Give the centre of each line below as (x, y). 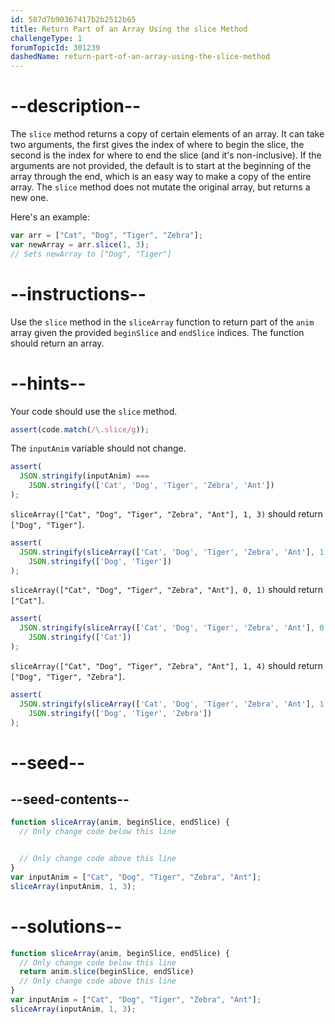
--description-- (76, 106)
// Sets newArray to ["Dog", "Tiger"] (91, 254)
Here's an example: (50, 217)
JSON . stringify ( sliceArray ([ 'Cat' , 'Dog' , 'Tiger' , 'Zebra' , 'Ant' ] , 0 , (174, 628)
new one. (29, 198)
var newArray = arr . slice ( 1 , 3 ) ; (80, 244)
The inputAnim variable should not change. (98, 448)
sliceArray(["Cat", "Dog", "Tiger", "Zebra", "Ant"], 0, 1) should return (167, 590)
